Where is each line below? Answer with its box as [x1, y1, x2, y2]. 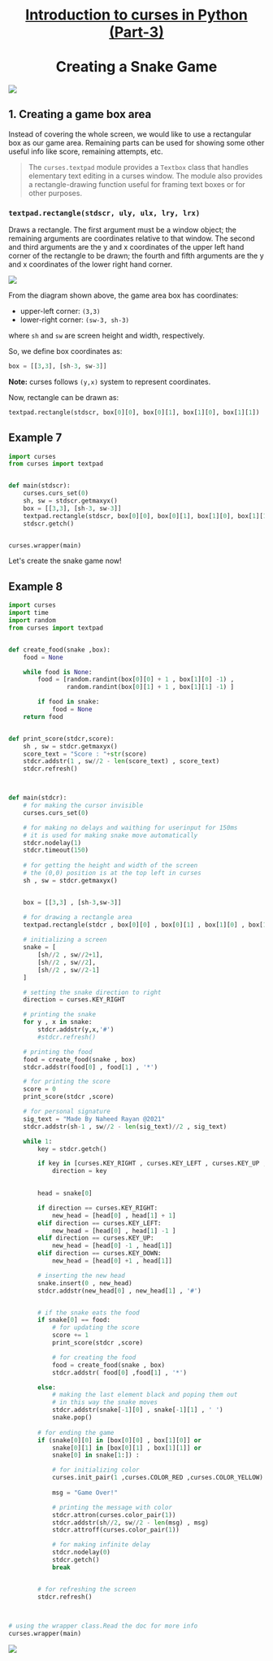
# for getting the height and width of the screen [23, 861, 198, 870]
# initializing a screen [23, 935, 107, 944]
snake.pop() [51, 1414, 93, 1422]
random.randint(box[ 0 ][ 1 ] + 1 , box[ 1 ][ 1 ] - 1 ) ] [66, 683, 235, 691]
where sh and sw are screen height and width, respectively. [8, 331, 206, 341]
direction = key [51, 1167, 107, 1175]
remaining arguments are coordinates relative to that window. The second [8, 233, 255, 243]
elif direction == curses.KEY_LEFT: [37, 1219, 162, 1227]
